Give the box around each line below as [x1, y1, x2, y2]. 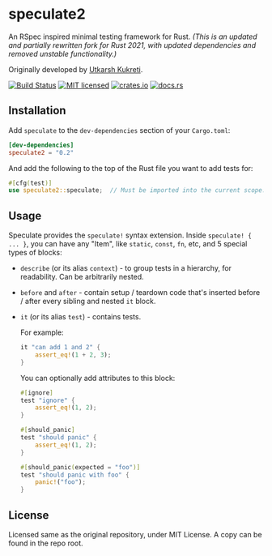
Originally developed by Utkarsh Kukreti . [8, 64, 143, 74]
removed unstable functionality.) [8, 49, 117, 58]
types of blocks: [8, 248, 62, 258]
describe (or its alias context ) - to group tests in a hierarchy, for [19, 263, 232, 273]
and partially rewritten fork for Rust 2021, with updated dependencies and [8, 40, 257, 49]
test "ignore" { [19, 396, 75, 404]
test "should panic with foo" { [19, 471, 130, 479]
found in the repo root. [8, 538, 83, 548]
